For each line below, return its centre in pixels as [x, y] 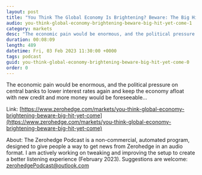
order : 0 [17, 68]
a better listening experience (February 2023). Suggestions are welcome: [97, 159]
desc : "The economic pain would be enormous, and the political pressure [101, 34]
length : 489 [21, 46]
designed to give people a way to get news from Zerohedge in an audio [95, 146]
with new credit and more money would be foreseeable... [77, 97]
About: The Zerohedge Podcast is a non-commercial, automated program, [98, 140]
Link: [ [14, 109]
